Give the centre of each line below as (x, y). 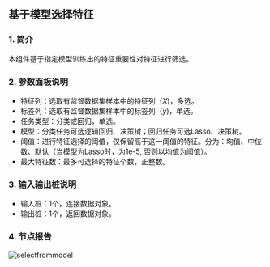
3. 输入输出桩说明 (43, 184)
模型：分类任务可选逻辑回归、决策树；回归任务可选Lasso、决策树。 (133, 131)
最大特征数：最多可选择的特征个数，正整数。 (95, 161)
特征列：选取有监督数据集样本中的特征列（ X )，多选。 (109, 100)
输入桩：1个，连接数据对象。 (68, 204)
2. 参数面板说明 (39, 82)
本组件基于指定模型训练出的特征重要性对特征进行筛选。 (101, 58)
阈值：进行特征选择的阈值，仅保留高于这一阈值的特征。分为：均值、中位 (141, 141)
